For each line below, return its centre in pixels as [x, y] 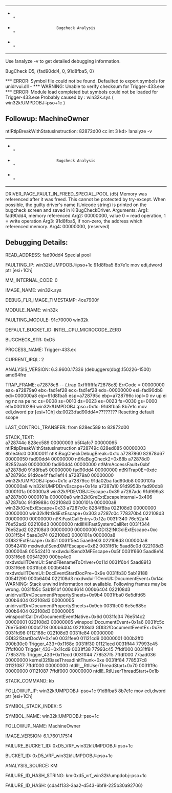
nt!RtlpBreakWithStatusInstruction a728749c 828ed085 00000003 [76, 448]
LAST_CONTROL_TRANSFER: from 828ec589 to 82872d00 [67, 427]
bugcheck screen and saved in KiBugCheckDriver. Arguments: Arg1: [77, 210]
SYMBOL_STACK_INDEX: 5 [34, 706]
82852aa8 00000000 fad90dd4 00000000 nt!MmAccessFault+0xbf [78, 464]
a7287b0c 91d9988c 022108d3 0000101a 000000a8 [61, 502]
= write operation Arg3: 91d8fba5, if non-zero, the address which [74, 221]
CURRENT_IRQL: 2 [25, 359]
